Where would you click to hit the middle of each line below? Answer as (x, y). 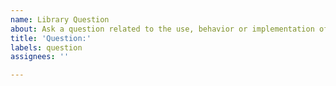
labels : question (46, 47)
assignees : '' (40, 57)
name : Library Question (60, 19)
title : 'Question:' (51, 38)
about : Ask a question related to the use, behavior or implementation (162, 29)
